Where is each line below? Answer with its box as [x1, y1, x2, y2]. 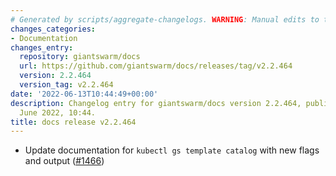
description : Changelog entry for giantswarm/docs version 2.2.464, [10, 98, 302, 108]
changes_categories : [10, 24, 97, 34]
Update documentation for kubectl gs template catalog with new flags [24, 144, 320, 156]
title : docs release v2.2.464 [10, 117, 137, 127]
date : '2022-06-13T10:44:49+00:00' [10, 89, 159, 99]
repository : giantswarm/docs [19, 52, 141, 62]
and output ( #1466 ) [24, 155, 105, 167]
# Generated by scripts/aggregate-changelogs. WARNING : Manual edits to [10, 14, 320, 25]
